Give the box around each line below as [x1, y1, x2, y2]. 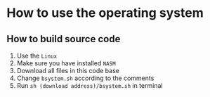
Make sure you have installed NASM [16, 59, 117, 67]
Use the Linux [16, 51, 58, 60]
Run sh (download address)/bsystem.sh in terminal [16, 82, 163, 89]
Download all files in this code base [16, 67, 120, 75]
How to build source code [6, 33, 121, 45]
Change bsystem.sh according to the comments [16, 74, 155, 82]
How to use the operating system [6, 5, 204, 21]
